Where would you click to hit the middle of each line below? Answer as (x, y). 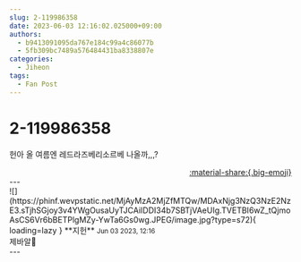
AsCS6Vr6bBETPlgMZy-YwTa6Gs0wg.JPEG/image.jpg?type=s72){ (133, 219)
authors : (26, 34)
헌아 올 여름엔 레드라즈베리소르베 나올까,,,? (84, 154)
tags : (19, 76)
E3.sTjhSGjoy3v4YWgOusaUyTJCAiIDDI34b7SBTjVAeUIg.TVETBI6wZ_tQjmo (150, 210)
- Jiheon (34, 68)
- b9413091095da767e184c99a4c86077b (86, 42)
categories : (31, 59)
